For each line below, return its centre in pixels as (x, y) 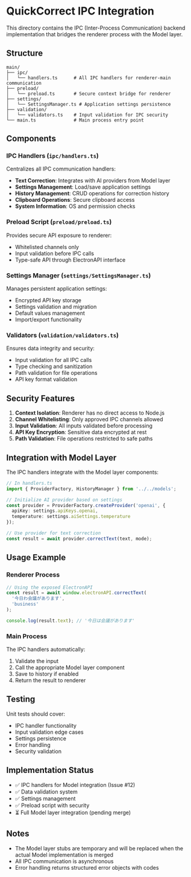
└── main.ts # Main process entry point (75, 120)
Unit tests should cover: (36, 714)
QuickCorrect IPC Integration (80, 11)
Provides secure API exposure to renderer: (59, 235)
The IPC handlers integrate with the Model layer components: (82, 472)
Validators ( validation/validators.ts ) (63, 335)
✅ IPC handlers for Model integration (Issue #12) (75, 785)
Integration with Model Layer (61, 458)
